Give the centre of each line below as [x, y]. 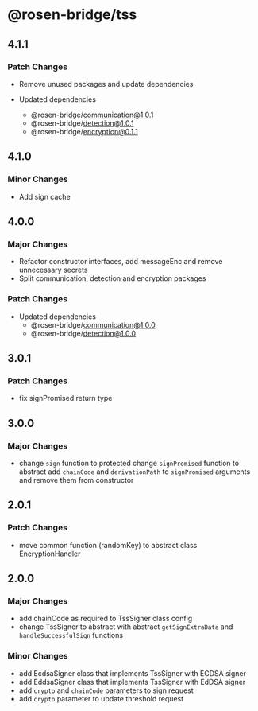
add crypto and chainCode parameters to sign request [106, 690]
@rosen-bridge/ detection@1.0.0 [83, 333]
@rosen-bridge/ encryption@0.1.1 [84, 131]
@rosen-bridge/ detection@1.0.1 [82, 123]
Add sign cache [44, 196]
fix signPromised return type [65, 398]
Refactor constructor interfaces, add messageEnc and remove [121, 262]
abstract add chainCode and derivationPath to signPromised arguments [135, 472]
